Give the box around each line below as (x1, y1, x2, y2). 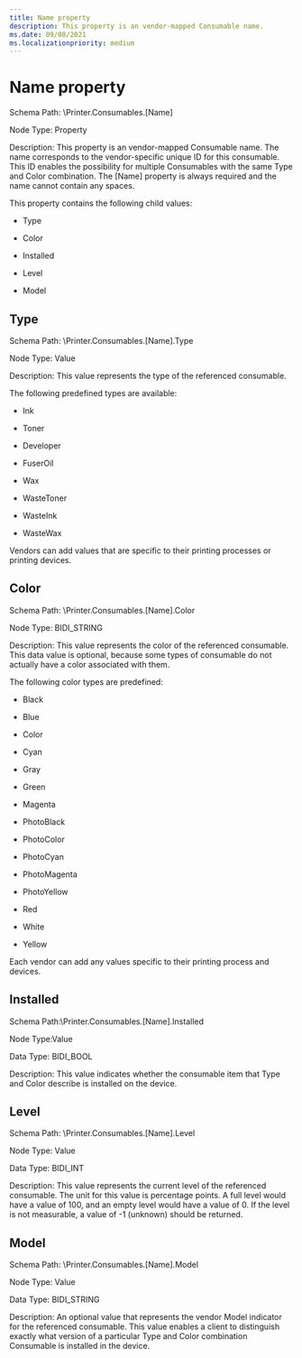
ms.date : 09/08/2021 (9, 30, 87, 39)
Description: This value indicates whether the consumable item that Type (9, 1068, 281, 1079)
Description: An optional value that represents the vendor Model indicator (9, 1312, 282, 1323)
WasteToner (22, 493, 68, 503)
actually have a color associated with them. (9, 659, 170, 670)
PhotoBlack (22, 816, 66, 827)
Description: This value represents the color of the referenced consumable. (9, 640, 289, 651)
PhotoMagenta (22, 868, 78, 880)
